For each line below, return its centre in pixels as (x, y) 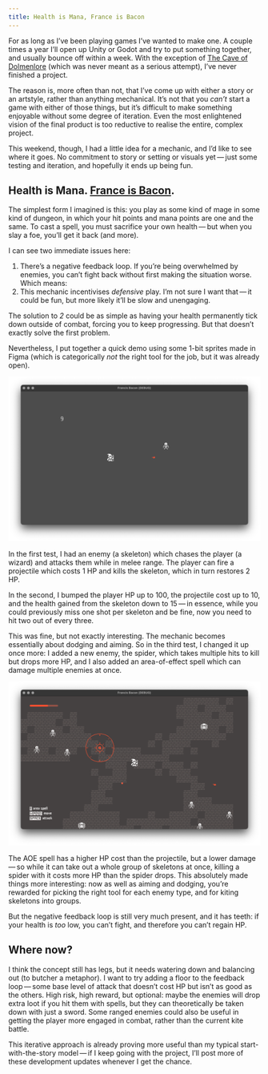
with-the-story (32, 1052)
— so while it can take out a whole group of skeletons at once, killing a (124, 867)
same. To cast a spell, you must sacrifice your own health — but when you (130, 227)
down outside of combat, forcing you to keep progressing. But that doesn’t (131, 324)
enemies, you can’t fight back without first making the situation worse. (136, 275)
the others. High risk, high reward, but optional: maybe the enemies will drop (134, 995)
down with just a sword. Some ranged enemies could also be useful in (124, 1012)
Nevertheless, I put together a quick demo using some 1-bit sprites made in (132, 348)
